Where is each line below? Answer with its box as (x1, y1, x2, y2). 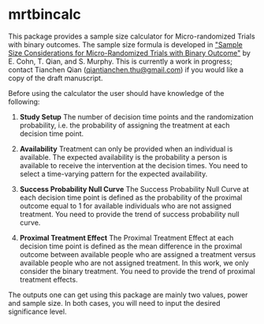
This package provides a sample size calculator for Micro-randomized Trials (8, 31, 255, 41)
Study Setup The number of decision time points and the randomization (19, 112, 254, 121)
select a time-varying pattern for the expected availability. (19, 169, 208, 179)
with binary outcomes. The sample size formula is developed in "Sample (8, 39, 243, 49)
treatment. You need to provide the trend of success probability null (19, 209, 240, 219)
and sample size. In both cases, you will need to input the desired (8, 298, 221, 307)
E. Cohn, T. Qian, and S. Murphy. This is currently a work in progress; (8, 57, 232, 66)
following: (8, 97, 40, 106)
